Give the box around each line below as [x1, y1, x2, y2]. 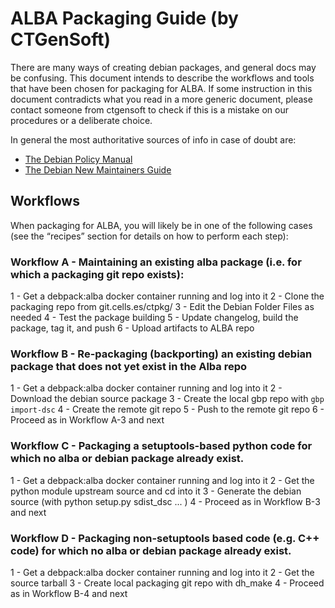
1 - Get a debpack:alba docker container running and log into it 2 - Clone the [10, 290, 325, 302]
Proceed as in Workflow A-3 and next [10, 414, 165, 426]
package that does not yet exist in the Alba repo [10, 359, 248, 373]
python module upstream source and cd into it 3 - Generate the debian [10, 485, 302, 497]
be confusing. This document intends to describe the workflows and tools [10, 72, 315, 84]
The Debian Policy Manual [24, 153, 133, 165]
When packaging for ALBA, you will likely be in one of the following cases [10, 219, 313, 231]
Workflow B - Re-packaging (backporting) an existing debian [10, 347, 313, 361]
